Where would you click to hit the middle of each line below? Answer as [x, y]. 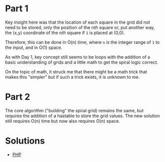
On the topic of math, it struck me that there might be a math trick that [76, 71]
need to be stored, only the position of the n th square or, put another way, [80, 27]
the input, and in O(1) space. [34, 47]
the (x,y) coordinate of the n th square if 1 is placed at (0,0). [65, 32]
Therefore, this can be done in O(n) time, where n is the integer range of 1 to [82, 42]
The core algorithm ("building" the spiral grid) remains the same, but [74, 110]
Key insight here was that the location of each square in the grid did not [78, 22]
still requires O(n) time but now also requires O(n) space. [63, 121]
